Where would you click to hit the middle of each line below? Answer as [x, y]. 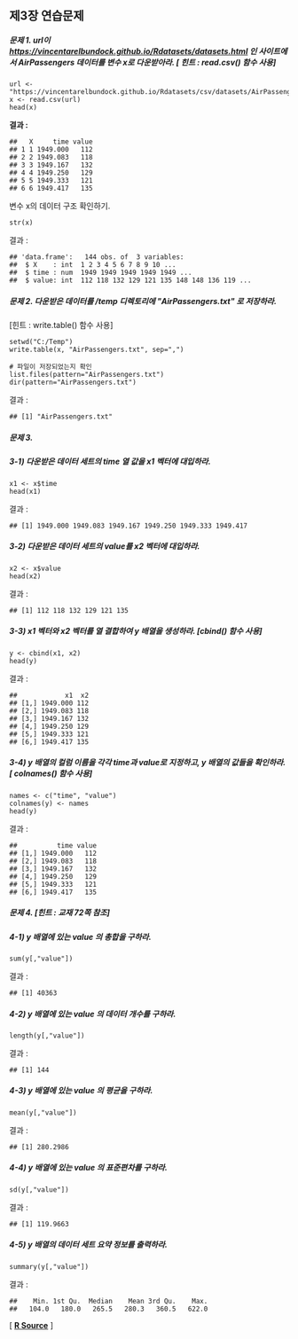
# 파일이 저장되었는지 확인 [51, 367]
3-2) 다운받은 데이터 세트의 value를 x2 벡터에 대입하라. [105, 546]
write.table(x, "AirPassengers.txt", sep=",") [97, 350]
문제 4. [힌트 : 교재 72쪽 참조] [60, 912]
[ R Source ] [31, 1325]
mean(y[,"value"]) [43, 1112]
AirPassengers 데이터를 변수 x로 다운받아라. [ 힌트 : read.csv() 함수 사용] [147, 62]
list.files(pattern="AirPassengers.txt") [87, 375]
